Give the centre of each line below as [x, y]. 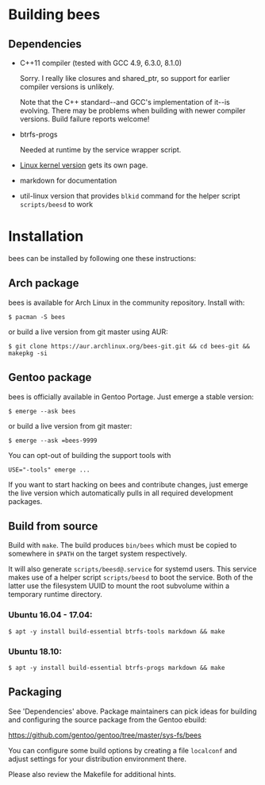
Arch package [44, 283]
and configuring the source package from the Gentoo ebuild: [108, 719]
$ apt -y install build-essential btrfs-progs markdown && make [117, 668]
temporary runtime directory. [56, 595]
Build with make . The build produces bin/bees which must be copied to [123, 545]
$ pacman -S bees [37, 317]
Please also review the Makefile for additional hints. [92, 774]
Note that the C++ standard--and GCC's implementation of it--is [125, 102]
